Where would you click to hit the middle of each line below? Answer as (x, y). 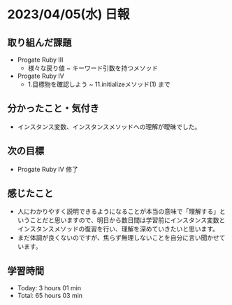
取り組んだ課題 (39, 42)
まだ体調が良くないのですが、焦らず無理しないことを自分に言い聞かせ (118, 238)
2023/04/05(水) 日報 (68, 14)
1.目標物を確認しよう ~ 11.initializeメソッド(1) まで (99, 84)
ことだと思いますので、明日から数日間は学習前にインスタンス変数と (128, 220)
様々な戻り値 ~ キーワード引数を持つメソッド (93, 68)
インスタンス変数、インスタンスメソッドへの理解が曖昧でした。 (109, 126)
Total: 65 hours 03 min (50, 296)
